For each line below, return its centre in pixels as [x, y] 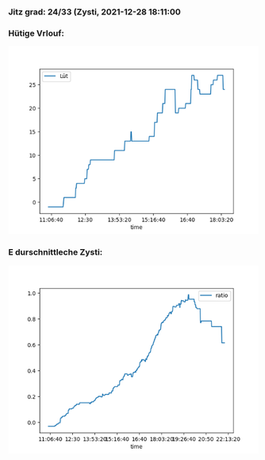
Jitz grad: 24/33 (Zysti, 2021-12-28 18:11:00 [94, 12]
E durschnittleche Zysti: [56, 252]
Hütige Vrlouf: [36, 33]
